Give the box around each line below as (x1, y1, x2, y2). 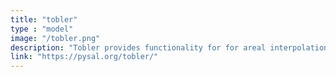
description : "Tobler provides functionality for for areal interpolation (10, 42, 329, 53)
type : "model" (10, 24, 74, 34)
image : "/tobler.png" (10, 33, 101, 43)
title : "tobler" (10, 14, 78, 25)
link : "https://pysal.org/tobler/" (10, 52, 159, 62)
